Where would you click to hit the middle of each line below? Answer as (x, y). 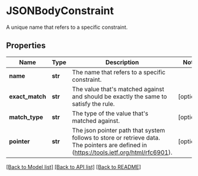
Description (122, 62)
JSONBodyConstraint (60, 11)
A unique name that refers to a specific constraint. (67, 27)
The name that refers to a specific (119, 72)
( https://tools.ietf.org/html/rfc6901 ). (122, 152)
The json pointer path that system (119, 130)
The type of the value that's (110, 113)
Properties (26, 46)
